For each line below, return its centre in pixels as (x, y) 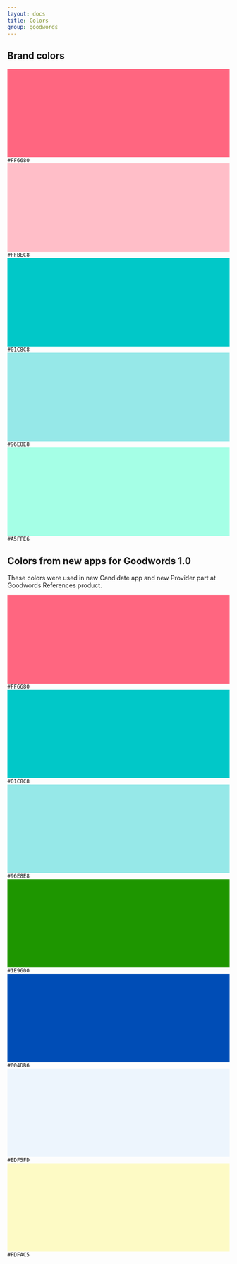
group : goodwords (33, 27)
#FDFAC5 (19, 1255)
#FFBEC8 (19, 255)
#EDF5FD (19, 1160)
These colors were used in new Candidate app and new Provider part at (112, 578)
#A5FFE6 (19, 539)
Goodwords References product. (55, 585)
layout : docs (26, 14)
